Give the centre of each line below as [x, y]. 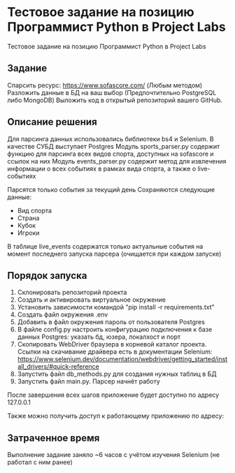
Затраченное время [54, 438]
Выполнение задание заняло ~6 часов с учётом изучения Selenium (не [114, 455]
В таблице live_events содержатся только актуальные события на [105, 246]
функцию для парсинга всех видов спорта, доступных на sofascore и [111, 154]
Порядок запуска [47, 276]
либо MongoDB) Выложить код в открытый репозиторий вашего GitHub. [115, 100]
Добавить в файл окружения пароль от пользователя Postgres [111, 322]
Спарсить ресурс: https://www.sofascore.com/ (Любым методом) [105, 85]
